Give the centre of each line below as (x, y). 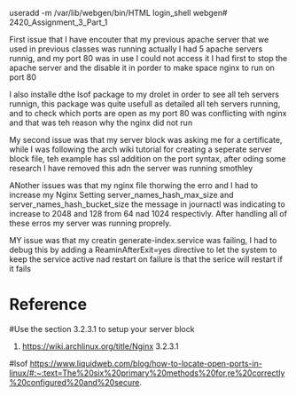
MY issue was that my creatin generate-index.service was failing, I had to (143, 240)
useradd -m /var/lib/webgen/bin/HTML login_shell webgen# (118, 13)
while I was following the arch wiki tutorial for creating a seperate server (141, 149)
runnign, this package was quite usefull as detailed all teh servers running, (145, 104)
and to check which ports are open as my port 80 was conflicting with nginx (148, 113)
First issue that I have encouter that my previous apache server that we (139, 40)
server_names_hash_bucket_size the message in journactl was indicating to (147, 204)
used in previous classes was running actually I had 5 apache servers (136, 49)
